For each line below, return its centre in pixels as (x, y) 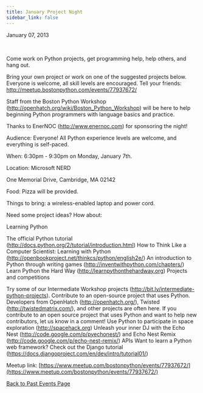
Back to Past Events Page (38, 383)
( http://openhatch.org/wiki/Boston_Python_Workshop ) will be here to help (98, 108)
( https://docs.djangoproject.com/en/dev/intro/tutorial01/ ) (77, 354)
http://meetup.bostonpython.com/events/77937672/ (72, 89)
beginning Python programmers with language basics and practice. (91, 114)
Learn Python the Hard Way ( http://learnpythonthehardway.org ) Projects (97, 270)
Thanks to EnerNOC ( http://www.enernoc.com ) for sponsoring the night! (97, 126)
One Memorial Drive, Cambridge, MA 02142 (61, 179)
